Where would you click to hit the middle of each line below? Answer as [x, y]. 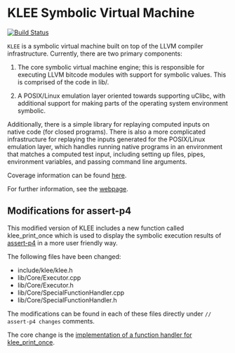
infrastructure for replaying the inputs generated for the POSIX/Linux [106, 139]
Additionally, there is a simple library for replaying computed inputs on [109, 124]
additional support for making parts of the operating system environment [122, 103]
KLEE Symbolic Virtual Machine [101, 13]
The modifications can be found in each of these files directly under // [109, 314]
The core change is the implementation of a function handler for [100, 335]
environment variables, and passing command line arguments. [97, 161]
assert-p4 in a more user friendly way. [62, 243]
